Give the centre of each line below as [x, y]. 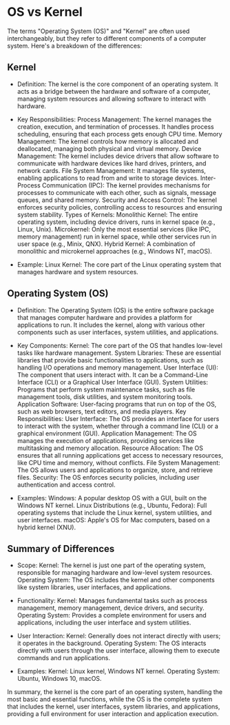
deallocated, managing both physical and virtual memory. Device [109, 148]
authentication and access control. [66, 484]
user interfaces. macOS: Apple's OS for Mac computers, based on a [113, 520]
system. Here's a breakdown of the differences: [75, 45]
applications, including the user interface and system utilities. [104, 623]
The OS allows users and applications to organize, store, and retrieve [115, 470]
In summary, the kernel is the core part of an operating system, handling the [115, 692]
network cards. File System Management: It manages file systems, [112, 170]
